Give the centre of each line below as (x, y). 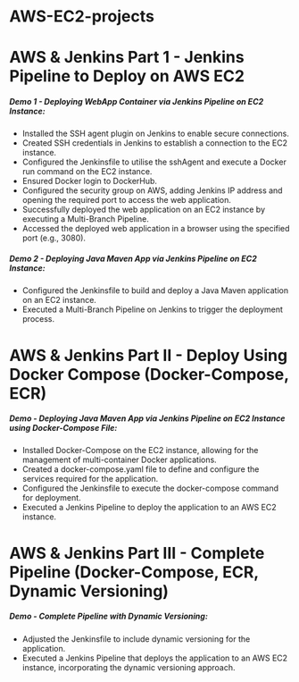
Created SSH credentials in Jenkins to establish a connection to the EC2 (155, 143)
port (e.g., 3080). (54, 238)
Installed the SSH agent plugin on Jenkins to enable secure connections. (156, 134)
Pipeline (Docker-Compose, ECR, (134, 572)
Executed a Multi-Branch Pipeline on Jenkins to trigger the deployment (153, 309)
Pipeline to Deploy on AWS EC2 (127, 76)
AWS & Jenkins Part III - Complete (137, 553)
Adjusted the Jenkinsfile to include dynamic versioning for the (136, 639)
